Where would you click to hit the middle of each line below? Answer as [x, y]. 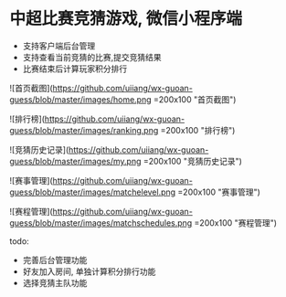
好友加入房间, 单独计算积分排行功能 [89, 271]
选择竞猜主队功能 [55, 282]
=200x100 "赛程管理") [235, 223]
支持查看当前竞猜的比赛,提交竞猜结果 [92, 57]
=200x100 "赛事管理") [219, 192]
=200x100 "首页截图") [195, 99]
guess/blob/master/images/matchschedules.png [101, 223]
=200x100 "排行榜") [198, 130]
